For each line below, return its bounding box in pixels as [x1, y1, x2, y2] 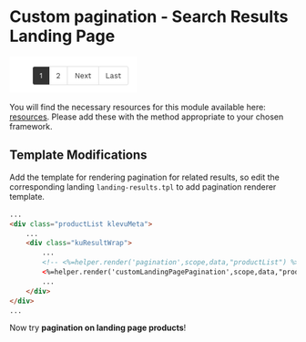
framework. [9, 120, 53, 131]
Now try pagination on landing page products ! [9, 322, 187, 334]
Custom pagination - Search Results [9, 6, 289, 27]
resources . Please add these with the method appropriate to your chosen [9, 111, 284, 122]
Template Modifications [9, 148, 148, 163]
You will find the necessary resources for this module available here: [9, 101, 266, 112]
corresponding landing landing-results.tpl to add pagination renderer [9, 181, 277, 192]
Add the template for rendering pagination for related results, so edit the [9, 171, 280, 182]
